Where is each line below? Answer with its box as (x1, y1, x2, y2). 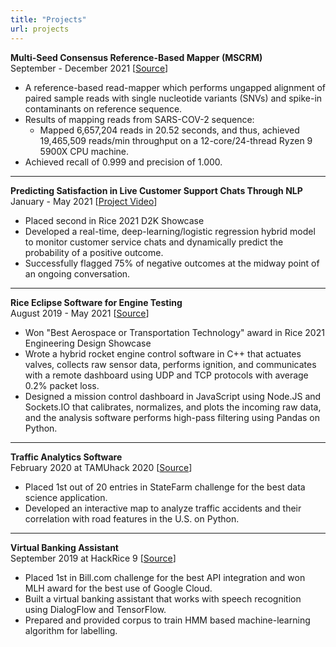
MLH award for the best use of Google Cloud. (24, 582, 213, 594)
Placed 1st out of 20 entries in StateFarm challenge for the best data (24, 481, 306, 493)
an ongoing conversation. (24, 267, 131, 280)
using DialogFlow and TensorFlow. (24, 603, 167, 615)
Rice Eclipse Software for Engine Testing (10, 296, 183, 308)
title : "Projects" (10, 14, 87, 25)
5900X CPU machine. (39, 145, 130, 157)
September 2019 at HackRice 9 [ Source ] (10, 552, 177, 564)
